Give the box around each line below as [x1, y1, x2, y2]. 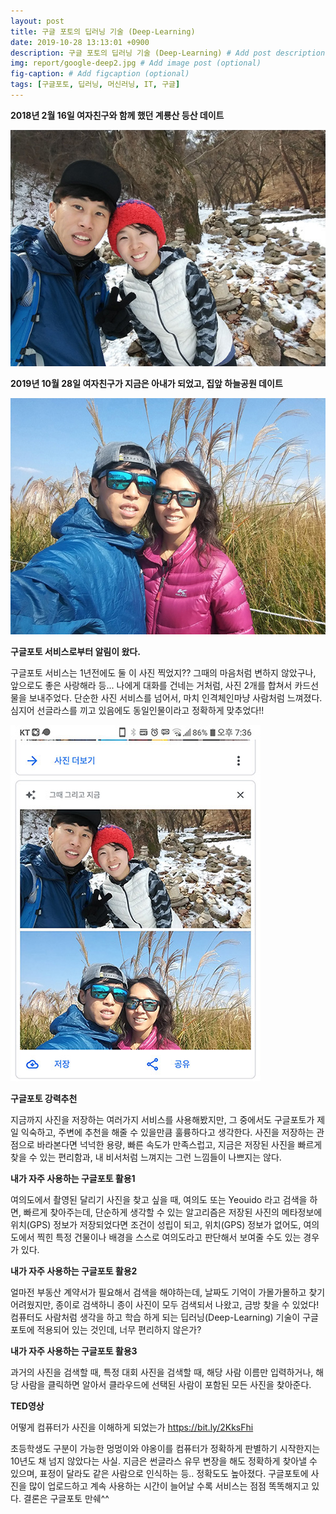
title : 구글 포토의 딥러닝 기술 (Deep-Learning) [10, 26, 196, 37]
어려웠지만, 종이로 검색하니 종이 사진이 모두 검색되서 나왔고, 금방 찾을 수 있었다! [10, 1298, 320, 1310]
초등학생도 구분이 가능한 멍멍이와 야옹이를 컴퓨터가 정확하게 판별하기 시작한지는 [10, 1442, 321, 1454]
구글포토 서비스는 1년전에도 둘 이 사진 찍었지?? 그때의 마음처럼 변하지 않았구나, [10, 666, 317, 679]
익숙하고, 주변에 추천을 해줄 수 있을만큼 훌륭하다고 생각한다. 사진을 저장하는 [20, 1126, 315, 1138]
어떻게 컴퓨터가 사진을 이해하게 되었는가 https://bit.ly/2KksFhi [10, 1421, 254, 1433]
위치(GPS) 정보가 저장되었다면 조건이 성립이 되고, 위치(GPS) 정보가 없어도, [10, 1218, 302, 1230]
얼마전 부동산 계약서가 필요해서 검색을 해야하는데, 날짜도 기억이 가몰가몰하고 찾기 [10, 1286, 326, 1298]
